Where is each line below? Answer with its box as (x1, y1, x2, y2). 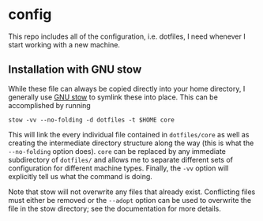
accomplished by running (8, 100, 91, 110)
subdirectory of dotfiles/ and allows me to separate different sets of (8, 155, 234, 164)
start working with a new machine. (8, 39, 121, 49)
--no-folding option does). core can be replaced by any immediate (8, 146, 227, 155)
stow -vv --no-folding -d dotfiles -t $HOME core (8, 116, 175, 124)
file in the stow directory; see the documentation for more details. (8, 204, 221, 213)
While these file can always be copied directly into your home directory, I (8, 84, 246, 93)
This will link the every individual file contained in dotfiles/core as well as (8, 129, 250, 139)
